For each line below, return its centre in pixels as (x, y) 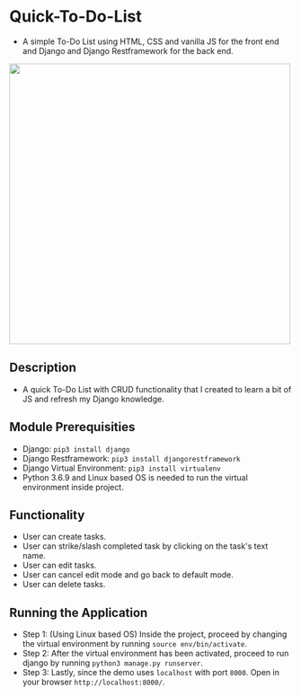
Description (43, 368)
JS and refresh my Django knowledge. (93, 399)
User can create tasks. (64, 537)
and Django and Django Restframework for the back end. (128, 50)
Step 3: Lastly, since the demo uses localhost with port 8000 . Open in (151, 673)
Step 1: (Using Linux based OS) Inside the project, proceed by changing (155, 634)
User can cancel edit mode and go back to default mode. (128, 575)
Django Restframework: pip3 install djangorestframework (131, 458)
